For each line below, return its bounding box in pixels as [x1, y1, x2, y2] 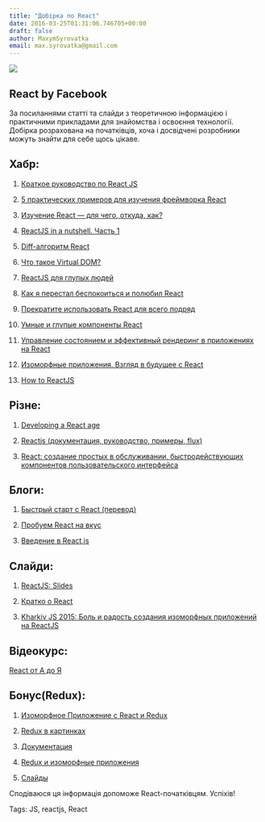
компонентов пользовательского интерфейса [20, 459, 179, 469]
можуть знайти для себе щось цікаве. [9, 134, 140, 144]
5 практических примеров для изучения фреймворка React [20, 195, 226, 204]
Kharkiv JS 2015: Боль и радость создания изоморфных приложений [20, 612, 257, 622]
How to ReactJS [20, 375, 75, 384]
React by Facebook [9, 86, 108, 101]
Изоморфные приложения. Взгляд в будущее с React [20, 359, 204, 369]
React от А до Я [9, 665, 62, 675]
